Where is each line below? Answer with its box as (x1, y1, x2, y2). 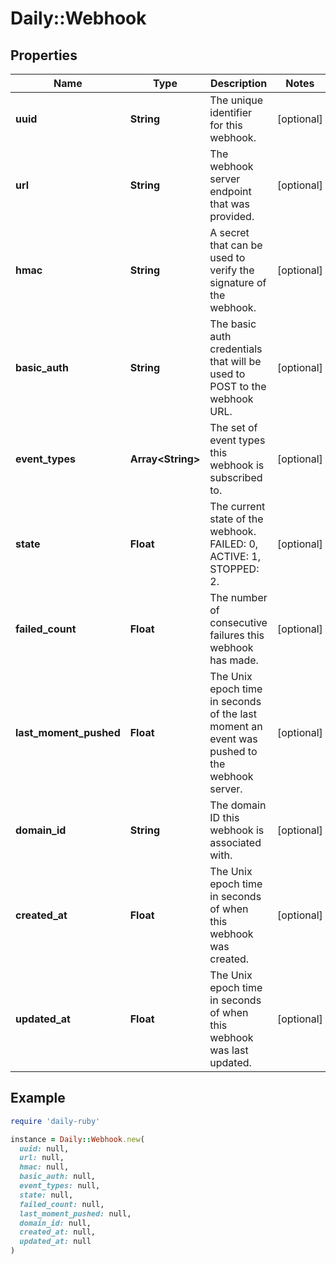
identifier (209, 106, 252, 119)
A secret (209, 226, 250, 239)
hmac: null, (19, 1162, 70, 1172)
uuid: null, (19, 1143, 70, 1154)
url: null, (19, 1153, 65, 1163)
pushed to (209, 745, 258, 758)
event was (209, 732, 258, 746)
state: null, (19, 1190, 74, 1200)
